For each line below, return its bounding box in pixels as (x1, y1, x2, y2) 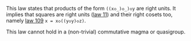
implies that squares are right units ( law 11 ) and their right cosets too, (6, 11, 173, 18)
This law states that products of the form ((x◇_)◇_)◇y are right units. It (6, 5, 176, 12)
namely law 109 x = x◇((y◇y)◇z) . (6, 17, 86, 24)
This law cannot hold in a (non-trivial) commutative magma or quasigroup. (6, 28, 186, 35)
